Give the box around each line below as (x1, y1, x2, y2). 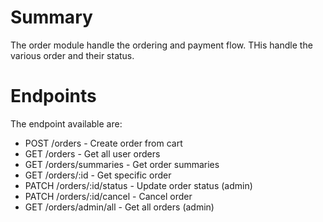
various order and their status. (10, 49, 135, 61)
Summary (10, 6, 93, 29)
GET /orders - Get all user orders (24, 147, 161, 160)
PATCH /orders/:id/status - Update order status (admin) (24, 179, 253, 191)
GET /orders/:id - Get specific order (24, 169, 172, 181)
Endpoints (10, 85, 97, 108)
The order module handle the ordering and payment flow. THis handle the (10, 39, 313, 51)
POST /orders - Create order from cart (24, 137, 183, 149)
